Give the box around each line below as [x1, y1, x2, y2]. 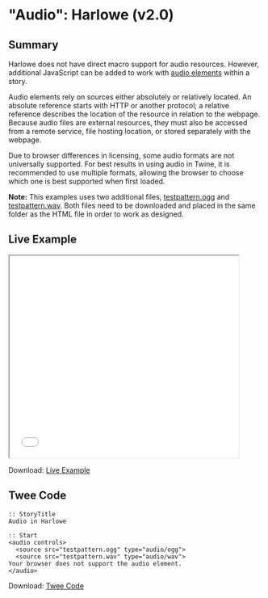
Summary [8, 38, 59, 52]
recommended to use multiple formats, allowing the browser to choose [8, 168, 244, 177]
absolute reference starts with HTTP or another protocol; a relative [8, 101, 230, 110]
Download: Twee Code [8, 580, 85, 591]
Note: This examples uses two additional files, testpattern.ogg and [8, 192, 230, 201]
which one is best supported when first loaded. [8, 176, 165, 186]
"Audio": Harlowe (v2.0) [8, 6, 174, 24]
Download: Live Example [8, 465, 90, 474]
